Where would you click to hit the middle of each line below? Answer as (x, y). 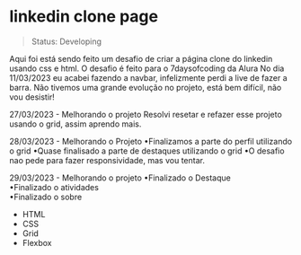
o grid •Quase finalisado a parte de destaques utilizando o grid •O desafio (147, 151)
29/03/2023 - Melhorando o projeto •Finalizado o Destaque (120, 178)
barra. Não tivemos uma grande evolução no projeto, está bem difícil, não (146, 87)
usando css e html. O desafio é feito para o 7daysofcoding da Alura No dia (147, 68)
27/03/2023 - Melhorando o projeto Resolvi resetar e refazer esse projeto (146, 114)
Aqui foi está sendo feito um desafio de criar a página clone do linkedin (141, 58)
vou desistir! (32, 97)
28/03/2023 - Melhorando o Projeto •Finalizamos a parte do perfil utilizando (151, 141)
